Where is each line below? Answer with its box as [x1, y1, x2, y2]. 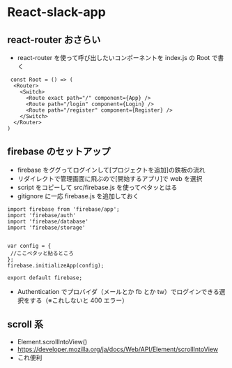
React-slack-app [7, 4, 106, 20]
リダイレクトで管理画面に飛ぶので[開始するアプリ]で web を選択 [17, 174, 203, 182]
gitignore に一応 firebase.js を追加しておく [17, 191, 139, 200]
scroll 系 [7, 318, 44, 330]
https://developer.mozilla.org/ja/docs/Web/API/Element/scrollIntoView [17, 345, 218, 353]
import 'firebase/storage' [7, 224, 86, 231]
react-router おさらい [7, 34, 101, 45]
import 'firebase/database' [7, 218, 89, 225]
